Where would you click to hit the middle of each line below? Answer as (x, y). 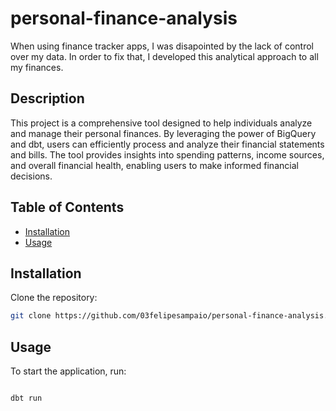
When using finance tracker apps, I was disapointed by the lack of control (162, 46)
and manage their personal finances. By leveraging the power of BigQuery (163, 133)
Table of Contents (67, 207)
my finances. (37, 67)
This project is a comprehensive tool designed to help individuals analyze (161, 123)
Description (47, 98)
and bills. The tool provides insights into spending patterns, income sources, (167, 154)
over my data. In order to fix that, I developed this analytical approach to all (164, 56)
